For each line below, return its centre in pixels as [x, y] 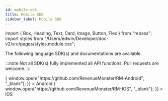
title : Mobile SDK [24, 14]
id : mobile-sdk [21, 10]
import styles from [24, 38]
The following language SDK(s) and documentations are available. [74, 53]
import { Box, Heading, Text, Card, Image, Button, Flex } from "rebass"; [78, 33]
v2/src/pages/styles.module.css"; [40, 44]
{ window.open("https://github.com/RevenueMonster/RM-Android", [75, 78]
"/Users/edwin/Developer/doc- [77, 38]
